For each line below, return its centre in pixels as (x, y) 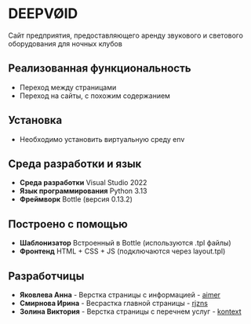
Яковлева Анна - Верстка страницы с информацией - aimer (120, 295)
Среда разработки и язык (75, 164)
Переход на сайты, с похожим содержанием (95, 96)
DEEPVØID (43, 14)
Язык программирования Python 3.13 (83, 191)
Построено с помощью (68, 224)
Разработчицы (46, 276)
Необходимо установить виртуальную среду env (102, 139)
